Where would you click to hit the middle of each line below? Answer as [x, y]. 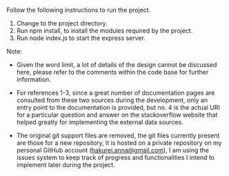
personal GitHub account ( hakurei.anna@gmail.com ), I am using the [113, 150]
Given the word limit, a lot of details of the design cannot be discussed [117, 65]
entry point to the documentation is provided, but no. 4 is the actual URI [118, 107]
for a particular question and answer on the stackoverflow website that [117, 115]
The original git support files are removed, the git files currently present [118, 135]
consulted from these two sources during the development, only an [112, 100]
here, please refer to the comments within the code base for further [112, 72]
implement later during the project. [66, 165]
